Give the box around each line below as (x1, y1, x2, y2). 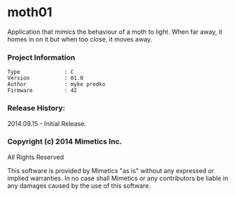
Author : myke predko (7, 81, 106, 88)
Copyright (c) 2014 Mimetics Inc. (7, 136, 122, 146)
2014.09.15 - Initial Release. (7, 119, 87, 127)
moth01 (7, 4, 53, 20)
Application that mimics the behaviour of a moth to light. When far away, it (7, 27, 223, 36)
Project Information (7, 52, 76, 62)
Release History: (7, 103, 66, 113)
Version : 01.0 (7, 75, 83, 82)
